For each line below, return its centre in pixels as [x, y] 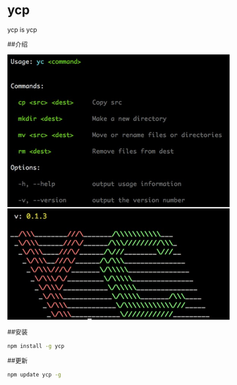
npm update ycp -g [34, 375]
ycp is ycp [22, 30]
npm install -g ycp [36, 346]
